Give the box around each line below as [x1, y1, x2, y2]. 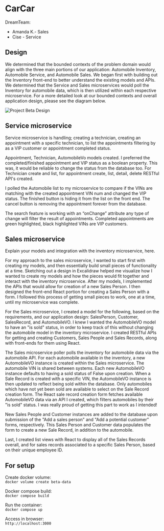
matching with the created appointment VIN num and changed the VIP [5, 190, 147, 196]
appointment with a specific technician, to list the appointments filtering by [5, 140, 156, 146]
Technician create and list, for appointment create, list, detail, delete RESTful [5, 170, 160, 176]
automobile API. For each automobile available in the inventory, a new [5, 355, 145, 361]
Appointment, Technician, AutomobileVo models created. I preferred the [5, 154, 150, 160]
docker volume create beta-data [5, 480, 71, 485]
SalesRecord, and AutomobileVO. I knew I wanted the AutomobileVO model [5, 319, 156, 325]
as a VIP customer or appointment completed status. [5, 145, 111, 151]
